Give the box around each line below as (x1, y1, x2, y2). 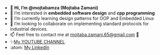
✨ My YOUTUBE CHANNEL (9, 39, 65, 44)
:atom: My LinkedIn (9, 44, 49, 50)
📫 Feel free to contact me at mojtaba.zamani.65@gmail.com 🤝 (9, 31, 139, 37)
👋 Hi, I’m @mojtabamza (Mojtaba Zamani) (9, 5, 98, 10)
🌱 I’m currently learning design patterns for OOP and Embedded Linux (9, 15, 154, 21)
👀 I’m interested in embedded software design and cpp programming (9, 10, 155, 16)
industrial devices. (9, 26, 48, 32)
